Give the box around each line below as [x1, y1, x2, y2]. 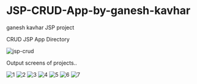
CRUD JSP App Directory [6, 35, 70, 43]
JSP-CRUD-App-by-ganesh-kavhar [6, 4, 191, 18]
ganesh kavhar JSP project [6, 24, 75, 31]
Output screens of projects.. [6, 59, 78, 66]
